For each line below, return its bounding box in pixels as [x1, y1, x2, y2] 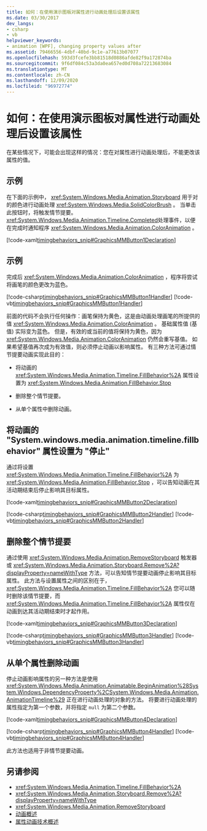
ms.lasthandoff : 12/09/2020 [6, 77, 79, 84]
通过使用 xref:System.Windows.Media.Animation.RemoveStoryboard [6, 554, 179, 561]
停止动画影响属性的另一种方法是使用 [6, 675, 98, 682]
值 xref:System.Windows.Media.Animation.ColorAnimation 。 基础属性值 [6, 320, 189, 327]
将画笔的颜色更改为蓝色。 [6, 281, 71, 288]
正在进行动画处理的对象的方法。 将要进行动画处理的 [66, 696, 198, 703]
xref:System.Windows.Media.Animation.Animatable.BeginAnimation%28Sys [6, 682, 198, 689]
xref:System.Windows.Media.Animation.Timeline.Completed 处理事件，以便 [6, 216, 196, 224]
